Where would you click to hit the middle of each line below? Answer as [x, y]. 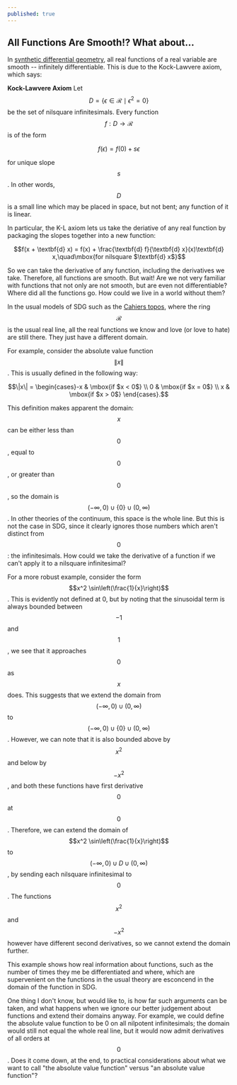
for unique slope [31, 163]
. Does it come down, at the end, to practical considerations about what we [117, 1060]
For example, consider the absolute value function [80, 351]
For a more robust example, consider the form [74, 577]
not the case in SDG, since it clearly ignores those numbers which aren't [112, 526]
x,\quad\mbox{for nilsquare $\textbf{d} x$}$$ [119, 257]
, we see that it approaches [47, 651]
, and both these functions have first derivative [75, 786]
